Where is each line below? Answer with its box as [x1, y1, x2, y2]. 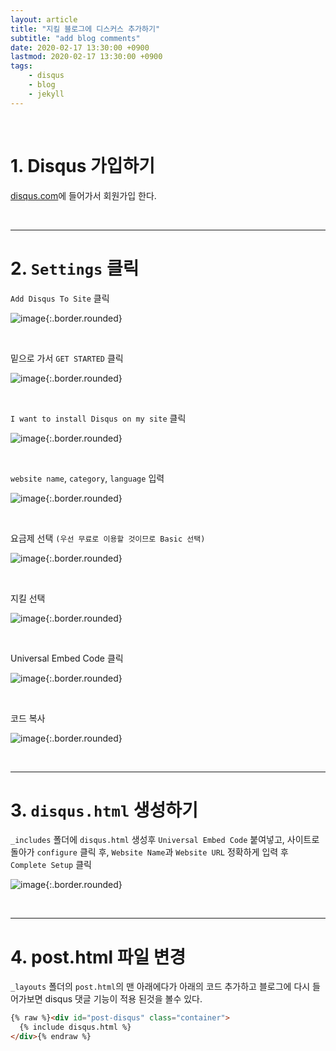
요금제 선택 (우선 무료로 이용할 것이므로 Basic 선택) [10, 532, 206, 544]
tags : [10, 61, 33, 71]
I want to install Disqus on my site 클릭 [10, 412, 187, 424]
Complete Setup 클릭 [10, 859, 92, 871]
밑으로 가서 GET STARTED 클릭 [10, 352, 124, 364]
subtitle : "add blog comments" [10, 33, 141, 43]
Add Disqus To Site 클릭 [10, 292, 110, 304]
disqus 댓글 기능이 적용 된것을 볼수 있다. [44, 993, 203, 1005]
